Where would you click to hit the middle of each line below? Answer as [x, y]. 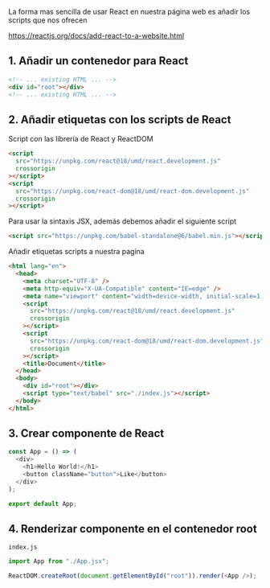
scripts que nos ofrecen [48, 20]
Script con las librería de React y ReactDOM [81, 139]
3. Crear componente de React [86, 434]
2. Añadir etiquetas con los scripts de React [120, 119]
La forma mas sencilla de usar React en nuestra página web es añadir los [129, 12]
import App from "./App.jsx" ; [59, 561]
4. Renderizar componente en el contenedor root [133, 529]
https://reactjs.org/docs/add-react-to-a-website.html [96, 36]
